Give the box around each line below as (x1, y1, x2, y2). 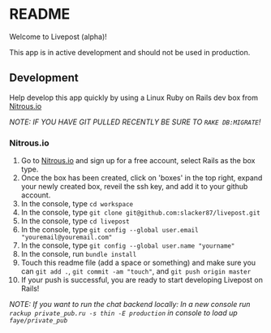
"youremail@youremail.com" (20, 233, 113, 242)
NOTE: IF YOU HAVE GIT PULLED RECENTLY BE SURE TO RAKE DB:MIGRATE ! (9, 117, 261, 127)
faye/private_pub (9, 317, 68, 325)
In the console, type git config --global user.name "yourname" (20, 240, 235, 250)
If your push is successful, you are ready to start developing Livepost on (20, 275, 263, 285)
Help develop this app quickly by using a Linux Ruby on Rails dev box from (9, 93, 259, 102)
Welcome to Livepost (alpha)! (9, 32, 108, 41)
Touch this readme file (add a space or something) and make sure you (20, 257, 256, 268)
